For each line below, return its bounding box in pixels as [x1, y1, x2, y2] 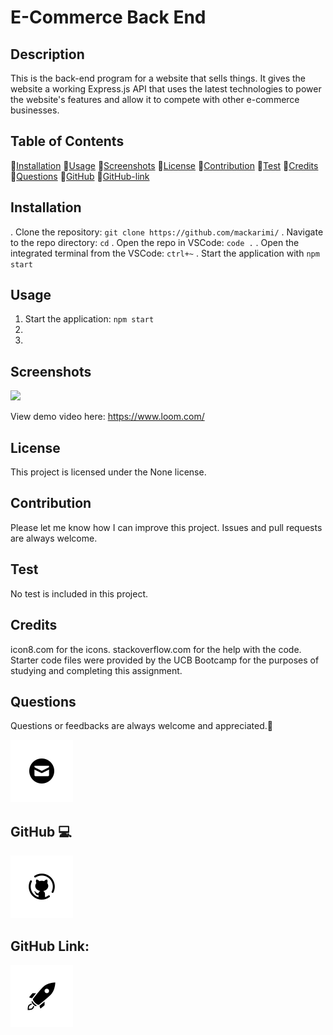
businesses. [10, 104, 60, 116]
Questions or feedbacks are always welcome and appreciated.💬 [10, 720, 273, 732]
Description [10, 46, 85, 63]
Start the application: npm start [24, 313, 155, 325]
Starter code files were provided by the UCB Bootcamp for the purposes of [10, 654, 320, 666]
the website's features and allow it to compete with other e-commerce [10, 94, 300, 105]
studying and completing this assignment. [10, 664, 183, 676]
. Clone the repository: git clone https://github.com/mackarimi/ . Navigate [10, 226, 324, 238]
